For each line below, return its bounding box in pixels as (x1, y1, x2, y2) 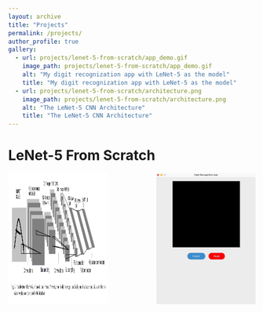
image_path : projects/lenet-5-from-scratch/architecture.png (22, 95, 226, 103)
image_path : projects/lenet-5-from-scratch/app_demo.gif (22, 63, 213, 71)
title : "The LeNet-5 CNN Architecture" (22, 112, 153, 120)
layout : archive (8, 13, 61, 20)
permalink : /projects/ (8, 29, 82, 37)
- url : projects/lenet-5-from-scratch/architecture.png (15, 87, 202, 95)
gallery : (8, 45, 37, 54)
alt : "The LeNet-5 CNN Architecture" (22, 103, 146, 111)
